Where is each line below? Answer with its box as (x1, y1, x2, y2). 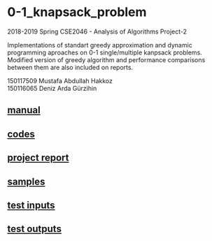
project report (7, 152, 69, 164)
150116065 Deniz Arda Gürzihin (7, 84, 97, 92)
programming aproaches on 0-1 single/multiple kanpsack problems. (7, 48, 203, 57)
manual (7, 104, 41, 116)
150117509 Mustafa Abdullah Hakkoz (7, 76, 113, 85)
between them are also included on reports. (7, 63, 134, 71)
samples (7, 175, 45, 187)
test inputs (7, 199, 55, 211)
